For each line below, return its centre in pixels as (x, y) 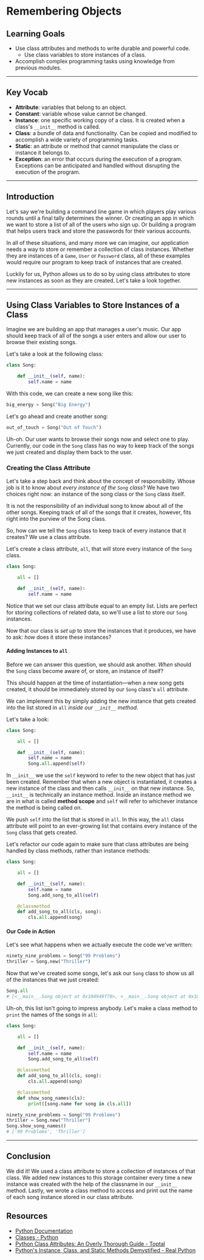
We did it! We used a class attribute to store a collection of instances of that (101, 1171)
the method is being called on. (44, 808)
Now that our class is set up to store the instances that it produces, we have (101, 630)
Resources (27, 1216)
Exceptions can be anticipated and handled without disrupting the (97, 165)
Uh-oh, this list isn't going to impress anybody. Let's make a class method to (102, 1008)
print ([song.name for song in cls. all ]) (80, 1103)
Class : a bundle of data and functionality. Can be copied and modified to (106, 133)
